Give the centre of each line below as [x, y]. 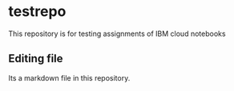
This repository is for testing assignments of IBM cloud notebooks [117, 34]
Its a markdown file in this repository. [69, 77]
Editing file [36, 59]
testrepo [37, 12]
